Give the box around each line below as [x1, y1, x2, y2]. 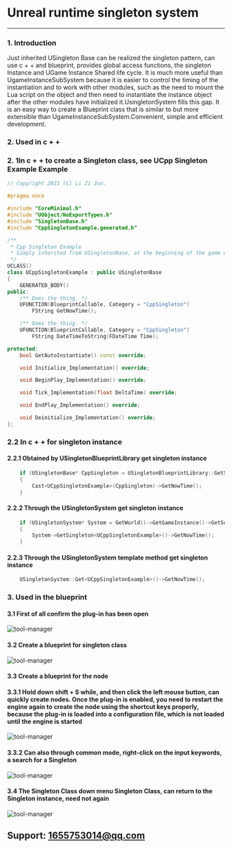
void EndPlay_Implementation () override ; [19, 402, 140, 409]
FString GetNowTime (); [32, 308, 97, 315]
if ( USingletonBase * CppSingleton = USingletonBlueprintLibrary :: [19, 469, 215, 477]
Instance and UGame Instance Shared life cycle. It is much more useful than [7, 68, 223, 77]
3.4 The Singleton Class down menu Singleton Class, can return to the [7, 787, 213, 795]
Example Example [7, 165, 68, 174]
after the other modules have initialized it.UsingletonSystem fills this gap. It [7, 98, 220, 107]
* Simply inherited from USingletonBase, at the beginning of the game [10, 250, 221, 257]
